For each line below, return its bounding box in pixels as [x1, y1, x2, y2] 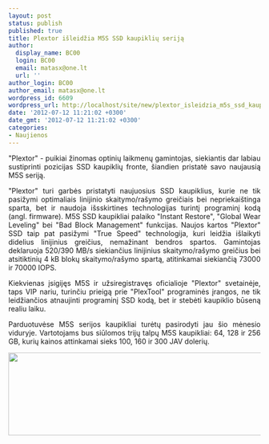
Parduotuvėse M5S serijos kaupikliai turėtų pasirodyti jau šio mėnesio [8, 319, 261, 329]
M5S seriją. [8, 170, 46, 180]
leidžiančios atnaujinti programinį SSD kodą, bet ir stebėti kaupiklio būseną [8, 295, 261, 305]
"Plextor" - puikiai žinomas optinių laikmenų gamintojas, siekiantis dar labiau [8, 153, 261, 163]
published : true [8, 26, 62, 35]
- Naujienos [8, 131, 48, 139]
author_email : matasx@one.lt [8, 86, 106, 95]
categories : [8, 124, 48, 132]
